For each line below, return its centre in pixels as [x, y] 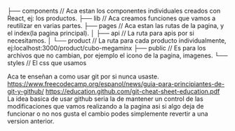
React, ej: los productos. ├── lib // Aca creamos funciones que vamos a [112, 18]
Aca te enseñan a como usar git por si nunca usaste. [83, 76]
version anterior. [31, 121]
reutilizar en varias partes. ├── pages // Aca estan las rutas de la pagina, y [116, 26]
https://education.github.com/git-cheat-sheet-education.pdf [133, 91]
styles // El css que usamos [47, 63]
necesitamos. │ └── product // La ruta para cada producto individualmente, [117, 41]
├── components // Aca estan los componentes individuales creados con [114, 11]
